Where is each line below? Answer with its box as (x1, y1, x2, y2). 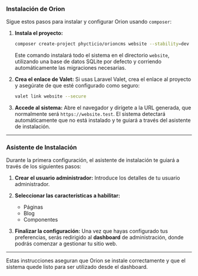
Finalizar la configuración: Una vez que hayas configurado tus (14, 228, 168, 235)
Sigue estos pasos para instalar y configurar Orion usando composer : (6, 18, 172, 25)
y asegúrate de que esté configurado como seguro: (14, 82, 140, 89)
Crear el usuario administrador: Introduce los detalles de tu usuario (14, 174, 180, 181)
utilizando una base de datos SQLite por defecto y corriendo (14, 58, 162, 65)
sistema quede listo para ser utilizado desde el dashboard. (6, 264, 148, 271)
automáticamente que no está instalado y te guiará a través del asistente (14, 117, 191, 124)
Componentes (23, 216, 58, 223)
